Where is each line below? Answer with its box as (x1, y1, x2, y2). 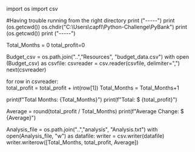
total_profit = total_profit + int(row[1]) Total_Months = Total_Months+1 (6, 84, 180, 91)
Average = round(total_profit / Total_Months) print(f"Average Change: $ (6, 108, 185, 114)
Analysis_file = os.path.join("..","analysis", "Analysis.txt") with (6, 126, 158, 133)
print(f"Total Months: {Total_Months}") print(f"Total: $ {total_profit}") (6, 96, 177, 103)
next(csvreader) (6, 66, 47, 73)
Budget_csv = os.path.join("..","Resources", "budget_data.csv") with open (6, 53, 190, 60)
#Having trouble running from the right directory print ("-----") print (6, 17, 175, 24)
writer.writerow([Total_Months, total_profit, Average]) (6, 139, 139, 146)
